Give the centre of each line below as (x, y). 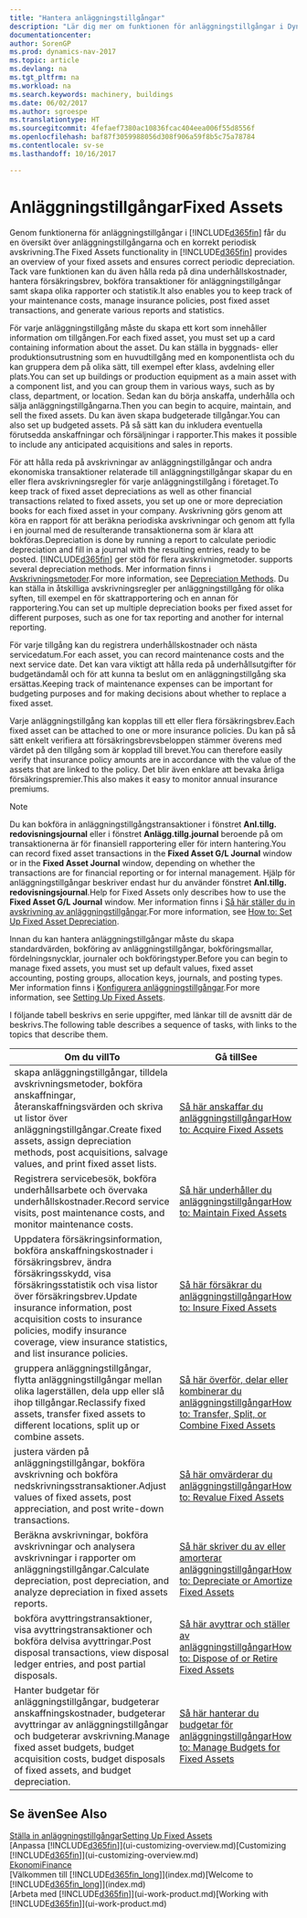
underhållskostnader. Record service (92, 1201)
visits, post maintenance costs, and (90, 1213)
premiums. (30, 789)
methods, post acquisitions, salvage (91, 1152)
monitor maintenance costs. (74, 1224)
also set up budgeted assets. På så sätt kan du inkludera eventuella (136, 425)
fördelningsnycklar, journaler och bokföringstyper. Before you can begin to (148, 958)
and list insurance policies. (71, 1353)
